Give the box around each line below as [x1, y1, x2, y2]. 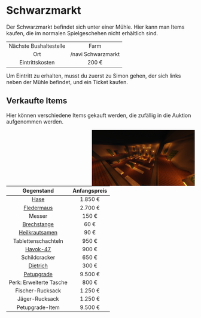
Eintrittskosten [19, 59, 55, 66]
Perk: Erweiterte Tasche [8, 279, 68, 286]
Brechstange [22, 221, 54, 227]
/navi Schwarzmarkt [70, 50, 120, 57]
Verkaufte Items [6, 96, 68, 106]
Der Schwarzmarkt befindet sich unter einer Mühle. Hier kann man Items [6, 23, 185, 30]
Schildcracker [20, 254, 56, 261]
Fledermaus [23, 204, 53, 211]
